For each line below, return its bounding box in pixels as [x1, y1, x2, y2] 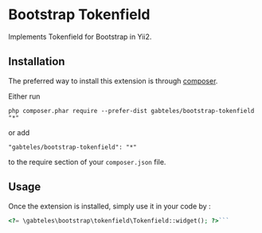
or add [8, 127, 30, 137]
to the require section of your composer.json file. [8, 157, 166, 166]
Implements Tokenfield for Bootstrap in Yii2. [8, 32, 152, 41]
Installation [8, 55, 65, 68]
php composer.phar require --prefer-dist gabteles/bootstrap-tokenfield [8, 107, 255, 115]
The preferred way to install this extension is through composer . [8, 76, 218, 85]
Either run [8, 91, 41, 101]
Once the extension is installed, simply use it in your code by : [8, 201, 211, 211]
